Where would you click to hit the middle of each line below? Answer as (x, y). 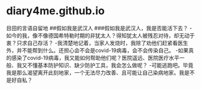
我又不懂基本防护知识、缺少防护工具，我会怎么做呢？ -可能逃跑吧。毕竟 (105, 65)
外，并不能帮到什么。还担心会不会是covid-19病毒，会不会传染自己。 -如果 (98, 50)
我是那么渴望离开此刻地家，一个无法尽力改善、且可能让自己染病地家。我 (95, 72)
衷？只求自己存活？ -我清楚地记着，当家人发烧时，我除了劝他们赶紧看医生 (97, 43)
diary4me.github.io (55, 11)
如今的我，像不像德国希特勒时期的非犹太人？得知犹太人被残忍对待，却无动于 (100, 35)
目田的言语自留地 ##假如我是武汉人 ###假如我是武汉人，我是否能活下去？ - (99, 28)
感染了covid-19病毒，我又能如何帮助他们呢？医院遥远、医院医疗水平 (95, 58)
